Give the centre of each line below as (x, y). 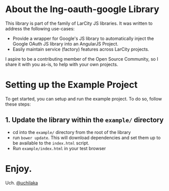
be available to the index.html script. (51, 143)
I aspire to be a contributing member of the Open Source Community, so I (82, 59)
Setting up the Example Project (71, 85)
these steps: (18, 104)
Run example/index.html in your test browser (59, 148)
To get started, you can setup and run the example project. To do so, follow (84, 99)
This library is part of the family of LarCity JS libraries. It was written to (79, 23)
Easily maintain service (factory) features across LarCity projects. (81, 49)
